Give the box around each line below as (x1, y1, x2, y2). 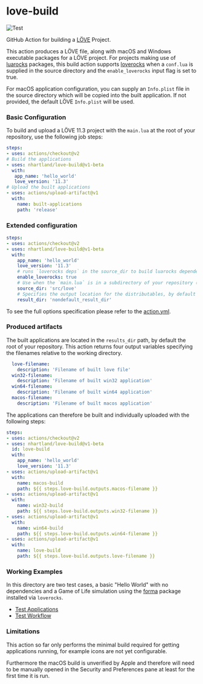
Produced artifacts (6, 322, 63, 331)
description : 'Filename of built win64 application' (17, 389, 153, 396)
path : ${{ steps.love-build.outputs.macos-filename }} (17, 486, 158, 492)
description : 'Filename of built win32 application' (17, 378, 153, 384)
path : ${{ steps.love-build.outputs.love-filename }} (17, 553, 155, 559)
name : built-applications (17, 201, 83, 207)
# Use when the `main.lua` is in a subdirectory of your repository (17, 280, 193, 286)
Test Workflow (14, 612, 51, 619)
